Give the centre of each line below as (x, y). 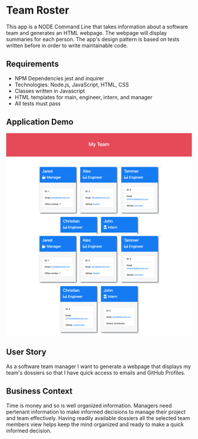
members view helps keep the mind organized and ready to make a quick (95, 424)
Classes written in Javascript (50, 91)
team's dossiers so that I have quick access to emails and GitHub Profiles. (96, 372)
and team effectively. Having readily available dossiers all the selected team (98, 418)
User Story (26, 352)
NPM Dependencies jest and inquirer (59, 78)
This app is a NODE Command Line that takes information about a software (97, 27)
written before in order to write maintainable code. (67, 45)
